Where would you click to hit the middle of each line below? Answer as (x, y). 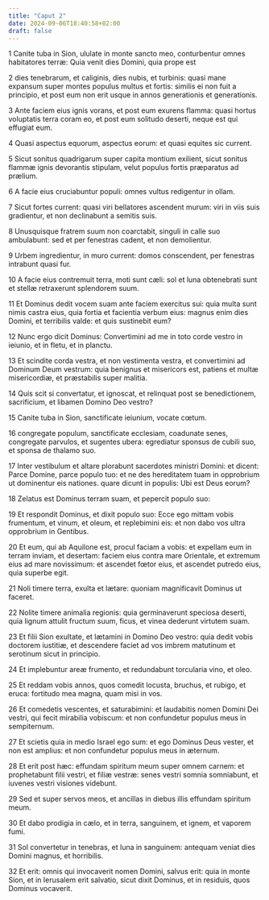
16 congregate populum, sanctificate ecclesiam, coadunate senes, (118, 433)
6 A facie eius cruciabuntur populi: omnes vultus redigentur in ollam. (122, 192)
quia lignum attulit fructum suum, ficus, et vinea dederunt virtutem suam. (129, 621)
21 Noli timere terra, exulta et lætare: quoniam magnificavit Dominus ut (125, 588)
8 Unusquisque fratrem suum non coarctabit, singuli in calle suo (114, 231)
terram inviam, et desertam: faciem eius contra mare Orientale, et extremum (134, 556)
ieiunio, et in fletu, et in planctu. (60, 345)
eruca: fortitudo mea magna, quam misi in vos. (85, 694)
